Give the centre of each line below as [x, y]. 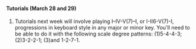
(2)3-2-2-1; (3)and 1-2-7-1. [47, 40]
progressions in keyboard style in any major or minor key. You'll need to [102, 28]
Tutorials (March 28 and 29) [41, 8]
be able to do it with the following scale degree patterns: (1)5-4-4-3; [98, 34]
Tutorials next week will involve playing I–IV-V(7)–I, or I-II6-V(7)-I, [94, 21]
